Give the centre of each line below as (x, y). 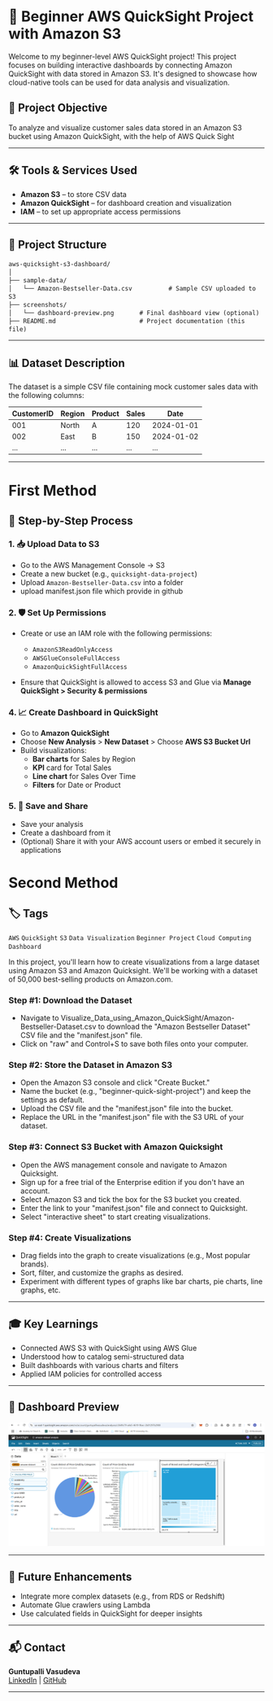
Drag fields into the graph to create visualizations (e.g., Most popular (135, 1255)
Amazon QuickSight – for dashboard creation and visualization (126, 203)
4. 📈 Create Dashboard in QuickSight (83, 713)
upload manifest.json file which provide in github (102, 591)
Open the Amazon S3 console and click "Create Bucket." (115, 1082)
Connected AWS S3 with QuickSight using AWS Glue (108, 1348)
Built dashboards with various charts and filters (99, 1365)
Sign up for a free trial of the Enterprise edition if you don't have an (132, 1182)
